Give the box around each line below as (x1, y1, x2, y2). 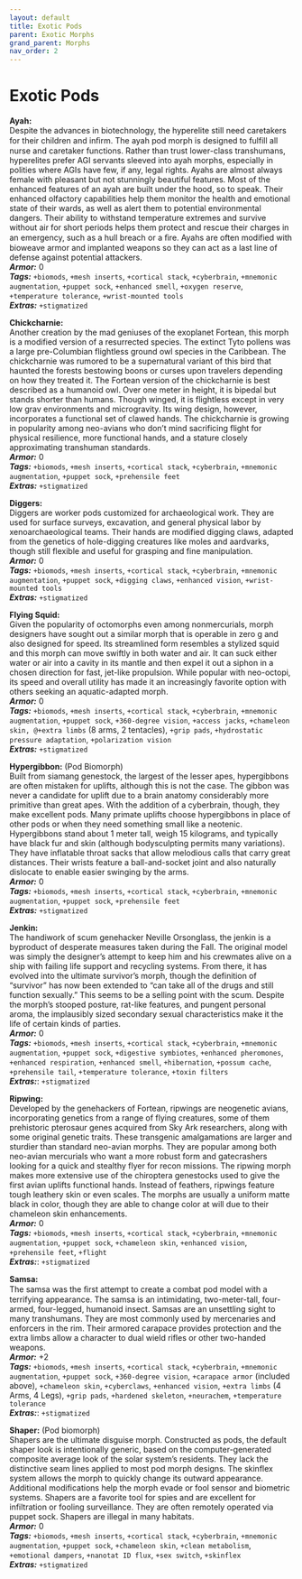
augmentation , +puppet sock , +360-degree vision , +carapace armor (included (9, 1371, 290, 1381)
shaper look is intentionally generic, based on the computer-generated (9, 1445, 272, 1455)
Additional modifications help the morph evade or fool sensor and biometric (9, 1482, 290, 1493)
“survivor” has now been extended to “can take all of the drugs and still (9, 980, 274, 991)
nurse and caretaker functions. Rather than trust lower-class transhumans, (9, 145, 286, 156)
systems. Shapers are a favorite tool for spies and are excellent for (9, 1492, 257, 1503)
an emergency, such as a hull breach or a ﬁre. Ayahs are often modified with (9, 232, 293, 244)
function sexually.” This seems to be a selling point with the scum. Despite (9, 990, 285, 1001)
